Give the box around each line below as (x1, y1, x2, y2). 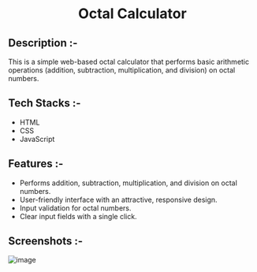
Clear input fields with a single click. (19, 211, 137, 221)
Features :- (8, 157, 64, 170)
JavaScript (19, 134, 55, 143)
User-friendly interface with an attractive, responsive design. (19, 195, 218, 204)
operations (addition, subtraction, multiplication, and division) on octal (8, 65, 236, 75)
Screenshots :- (8, 234, 84, 248)
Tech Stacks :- (8, 96, 81, 110)
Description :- (8, 36, 78, 50)
